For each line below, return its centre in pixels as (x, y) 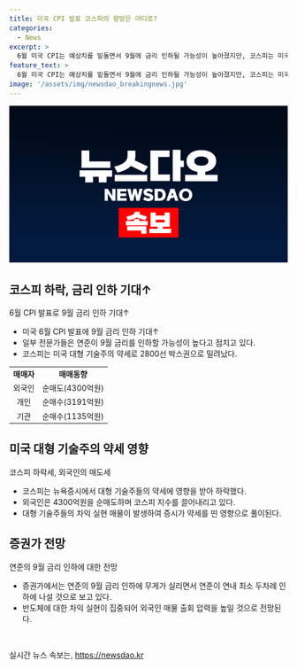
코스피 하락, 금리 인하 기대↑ (80, 289)
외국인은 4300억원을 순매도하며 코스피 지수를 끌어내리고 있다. (129, 502)
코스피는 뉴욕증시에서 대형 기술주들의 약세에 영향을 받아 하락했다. (134, 491)
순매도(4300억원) (73, 388)
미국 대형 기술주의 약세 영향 (79, 449)
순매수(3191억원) (73, 402)
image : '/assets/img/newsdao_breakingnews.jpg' (99, 84)
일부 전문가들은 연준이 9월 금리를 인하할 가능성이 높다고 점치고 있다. (139, 343)
